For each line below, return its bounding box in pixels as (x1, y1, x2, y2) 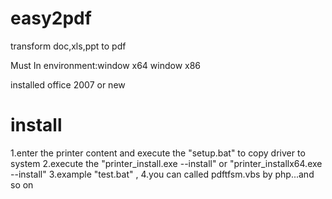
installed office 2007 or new (10, 78, 126, 91)
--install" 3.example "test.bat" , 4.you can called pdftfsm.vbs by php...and (10, 168, 315, 180)
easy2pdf (10, 7, 92, 30)
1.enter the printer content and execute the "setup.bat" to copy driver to (10, 147, 306, 159)
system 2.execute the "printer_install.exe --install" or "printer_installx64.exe (10, 157, 323, 169)
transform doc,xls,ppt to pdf (10, 40, 127, 52)
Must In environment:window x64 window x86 (10, 59, 202, 71)
